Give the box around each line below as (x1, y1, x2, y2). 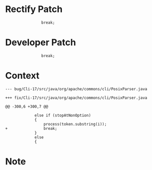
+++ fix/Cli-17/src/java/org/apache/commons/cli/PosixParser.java (5, 95, 147, 100)
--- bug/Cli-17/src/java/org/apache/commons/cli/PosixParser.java (5, 86, 147, 91)
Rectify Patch (5, 4, 63, 15)
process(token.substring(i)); (43, 121, 107, 126)
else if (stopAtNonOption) (34, 113, 92, 118)
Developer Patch (5, 37, 77, 48)
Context (5, 70, 40, 81)
